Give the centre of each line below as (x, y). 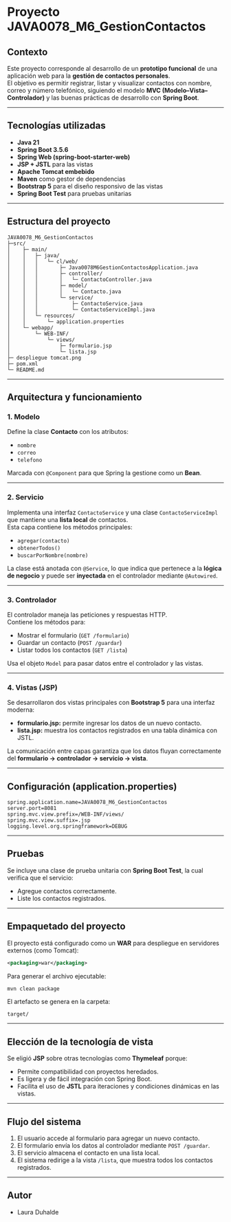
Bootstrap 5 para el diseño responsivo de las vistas (90, 186)
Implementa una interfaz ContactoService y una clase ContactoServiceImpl (113, 512)
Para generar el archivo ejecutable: (57, 976)
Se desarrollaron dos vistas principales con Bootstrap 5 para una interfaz (111, 703)
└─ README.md (26, 370)
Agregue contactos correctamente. (67, 891)
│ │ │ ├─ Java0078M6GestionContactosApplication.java (102, 268)
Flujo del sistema (44, 1122)
